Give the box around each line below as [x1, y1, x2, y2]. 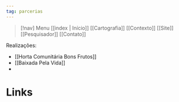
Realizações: [6, 42, 37, 49]
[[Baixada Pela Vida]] [14, 59, 66, 66]
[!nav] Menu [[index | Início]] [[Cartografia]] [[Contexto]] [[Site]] [20, 24, 174, 31]
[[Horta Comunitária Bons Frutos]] [14, 53, 97, 60]
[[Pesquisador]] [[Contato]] [20, 30, 86, 38]
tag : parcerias [6, 8, 43, 14]
